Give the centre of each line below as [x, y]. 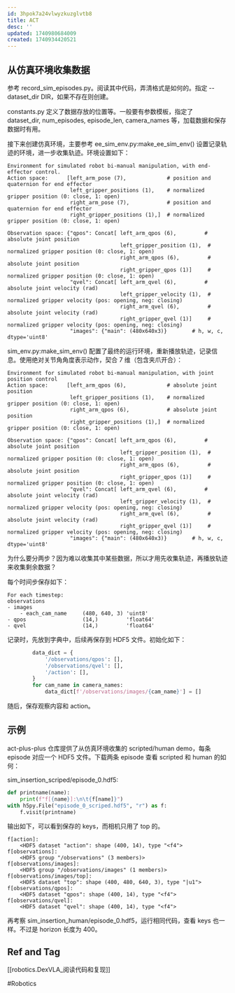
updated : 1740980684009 [42, 33]
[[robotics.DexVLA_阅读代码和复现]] [59, 970]
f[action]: [23, 840]
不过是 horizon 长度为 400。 [60, 929]
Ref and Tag [34, 952]
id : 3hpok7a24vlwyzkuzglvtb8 [50, 14]
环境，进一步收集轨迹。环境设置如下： [74, 152]
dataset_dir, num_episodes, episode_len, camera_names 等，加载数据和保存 [117, 120]
